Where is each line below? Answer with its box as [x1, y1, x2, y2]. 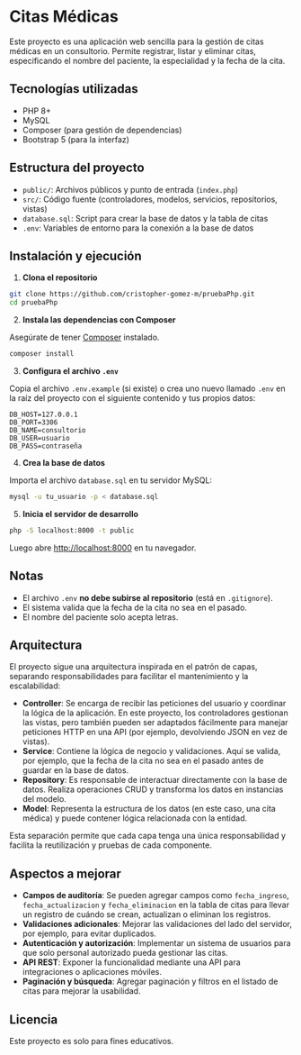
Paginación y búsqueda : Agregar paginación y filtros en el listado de [22, 976, 279, 987]
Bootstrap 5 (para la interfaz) [22, 133, 130, 145]
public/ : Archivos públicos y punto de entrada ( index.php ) [22, 184, 239, 195]
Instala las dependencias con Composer [22, 314, 177, 325]
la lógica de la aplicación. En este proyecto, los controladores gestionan [22, 707, 289, 718]
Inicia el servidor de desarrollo [22, 508, 139, 519]
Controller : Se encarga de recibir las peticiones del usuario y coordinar [22, 698, 287, 709]
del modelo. [22, 794, 67, 805]
